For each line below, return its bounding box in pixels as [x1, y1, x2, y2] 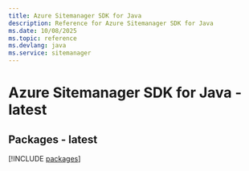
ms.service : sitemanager [8, 49, 92, 57]
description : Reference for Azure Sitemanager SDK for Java [8, 19, 214, 27]
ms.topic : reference [8, 34, 78, 43]
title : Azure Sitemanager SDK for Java [8, 11, 142, 20]
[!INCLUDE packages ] [8, 154, 81, 163]
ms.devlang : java [8, 42, 67, 50]
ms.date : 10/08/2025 [8, 26, 78, 35]
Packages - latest [8, 132, 98, 146]
